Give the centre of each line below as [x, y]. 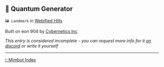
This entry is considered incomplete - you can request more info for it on [78, 41]
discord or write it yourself [32, 46]
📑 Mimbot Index [20, 60]
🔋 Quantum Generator [39, 9]
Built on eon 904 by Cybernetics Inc [41, 31]
